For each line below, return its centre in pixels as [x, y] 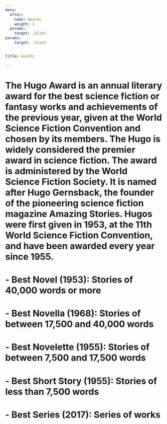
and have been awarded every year [80, 246]
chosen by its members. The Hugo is [83, 139]
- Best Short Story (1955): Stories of [81, 381]
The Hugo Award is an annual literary [84, 85]
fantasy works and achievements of [81, 107]
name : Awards [28, 19]
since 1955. [30, 257]
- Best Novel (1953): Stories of [69, 279]
